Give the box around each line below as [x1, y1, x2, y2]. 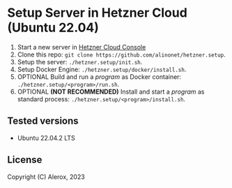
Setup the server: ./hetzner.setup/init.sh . [17, 57, 143, 66]
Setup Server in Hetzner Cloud [7, 5, 188, 21]
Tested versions [7, 115, 79, 127]
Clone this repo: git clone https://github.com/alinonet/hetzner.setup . [17, 50, 226, 59]
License [7, 154, 42, 166]
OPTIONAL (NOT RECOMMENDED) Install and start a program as [17, 87, 205, 96]
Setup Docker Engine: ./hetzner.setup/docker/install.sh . [17, 65, 187, 73]
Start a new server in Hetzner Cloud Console [17, 43, 146, 51]
